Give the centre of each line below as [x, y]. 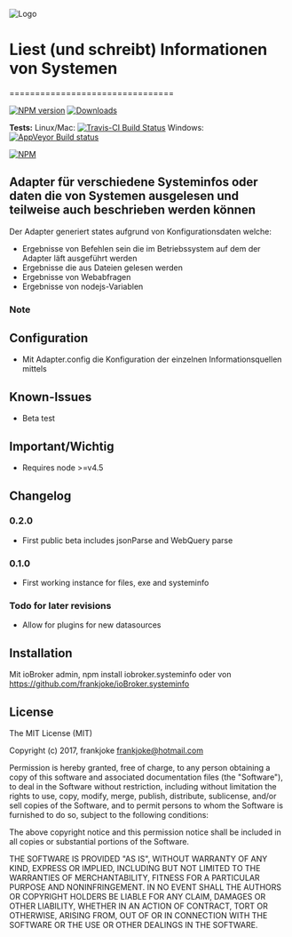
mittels [34, 369]
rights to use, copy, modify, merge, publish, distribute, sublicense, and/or [143, 797]
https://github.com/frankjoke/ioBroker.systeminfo [99, 684]
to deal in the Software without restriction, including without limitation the [143, 787]
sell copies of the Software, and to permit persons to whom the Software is [146, 805]
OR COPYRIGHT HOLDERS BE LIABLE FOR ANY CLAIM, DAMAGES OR [138, 897]
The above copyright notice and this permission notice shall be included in [145, 832]
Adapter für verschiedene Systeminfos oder [134, 182]
